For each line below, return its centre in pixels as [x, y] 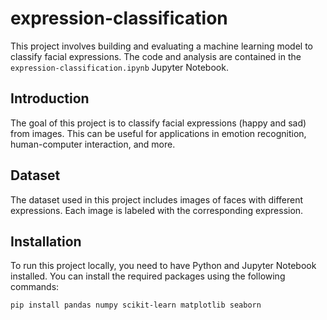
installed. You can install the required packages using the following [148, 276]
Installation [46, 241]
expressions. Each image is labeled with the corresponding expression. [157, 210]
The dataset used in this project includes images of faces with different [157, 199]
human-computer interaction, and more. [93, 144]
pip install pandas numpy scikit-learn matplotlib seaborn [136, 305]
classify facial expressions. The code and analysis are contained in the [156, 56]
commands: [35, 287]
